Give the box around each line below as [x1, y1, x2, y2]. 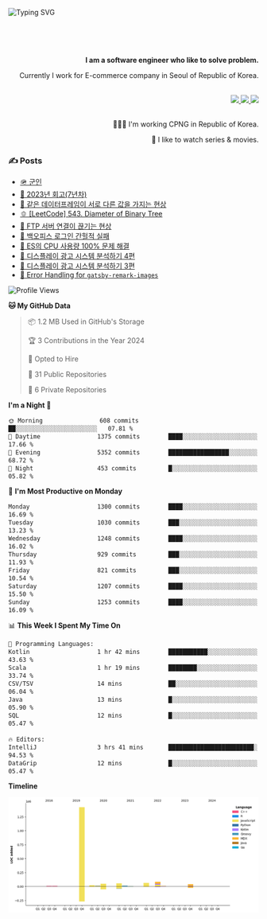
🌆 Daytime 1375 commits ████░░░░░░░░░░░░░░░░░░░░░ [8, 433, 258, 441]
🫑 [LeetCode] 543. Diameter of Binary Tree [19, 209, 163, 219]
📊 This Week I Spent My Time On [8, 621, 121, 630]
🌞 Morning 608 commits [8, 417, 139, 425]
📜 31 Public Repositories [27, 370, 107, 380]
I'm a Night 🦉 [8, 400, 52, 410]
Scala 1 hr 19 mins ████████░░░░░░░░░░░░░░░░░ [8, 664, 258, 672]
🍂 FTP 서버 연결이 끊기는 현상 [19, 221, 112, 231]
